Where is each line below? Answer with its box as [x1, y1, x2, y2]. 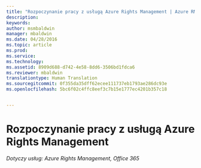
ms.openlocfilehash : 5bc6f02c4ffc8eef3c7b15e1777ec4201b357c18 [6, 86, 167, 92]
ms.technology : [6, 58, 44, 64]
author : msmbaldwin [6, 25, 55, 32]
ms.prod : [6, 48, 28, 54]
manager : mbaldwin [6, 31, 52, 37]
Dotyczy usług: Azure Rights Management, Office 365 [6, 154, 139, 161]
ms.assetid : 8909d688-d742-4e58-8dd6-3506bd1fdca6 [6, 64, 135, 70]
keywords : [6, 20, 31, 26]
